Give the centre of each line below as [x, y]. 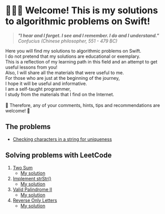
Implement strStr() [32, 178]
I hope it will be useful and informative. [46, 83]
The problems [28, 127]
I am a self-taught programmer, [38, 89]
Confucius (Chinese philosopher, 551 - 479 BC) [68, 41]
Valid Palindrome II [32, 189]
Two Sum [23, 167]
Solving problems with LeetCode [58, 155]
